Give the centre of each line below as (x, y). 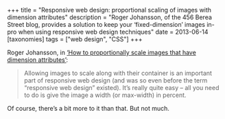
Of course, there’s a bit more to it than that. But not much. (88, 108)
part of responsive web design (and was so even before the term (116, 80)
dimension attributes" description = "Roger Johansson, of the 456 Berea (110, 17)
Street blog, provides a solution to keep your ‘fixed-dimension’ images (106, 24)
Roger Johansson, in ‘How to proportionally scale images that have (102, 52)
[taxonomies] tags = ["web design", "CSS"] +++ (75, 39)
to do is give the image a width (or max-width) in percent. (105, 95)
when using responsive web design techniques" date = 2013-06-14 (113, 32)
